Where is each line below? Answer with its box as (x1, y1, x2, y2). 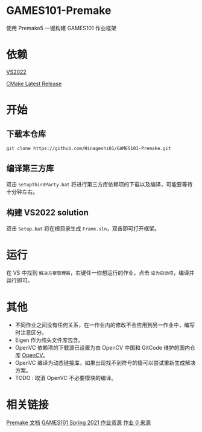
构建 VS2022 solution (6, 208, 89, 218)
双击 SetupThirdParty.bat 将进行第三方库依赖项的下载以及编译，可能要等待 (6, 180, 193, 188)
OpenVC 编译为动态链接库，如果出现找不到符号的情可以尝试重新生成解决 (14, 359, 196, 367)
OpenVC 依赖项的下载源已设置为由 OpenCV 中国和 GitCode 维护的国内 (14, 344, 191, 352)
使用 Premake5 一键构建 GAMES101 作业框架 (6, 24, 116, 31)
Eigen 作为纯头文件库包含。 (14, 336, 84, 344)
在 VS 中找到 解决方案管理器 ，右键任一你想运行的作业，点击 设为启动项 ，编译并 (6, 269, 195, 277)
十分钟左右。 (6, 188, 38, 195)
